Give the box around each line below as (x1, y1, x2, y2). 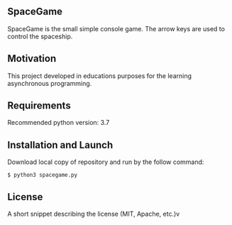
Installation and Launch (7, 138, 114, 151)
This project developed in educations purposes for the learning (7, 71, 192, 80)
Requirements (7, 99, 71, 112)
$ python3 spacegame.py (7, 172, 78, 179)
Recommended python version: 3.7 (7, 119, 110, 127)
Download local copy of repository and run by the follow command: (7, 158, 204, 166)
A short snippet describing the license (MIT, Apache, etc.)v (7, 209, 180, 219)
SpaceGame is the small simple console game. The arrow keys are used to (7, 24, 226, 33)
